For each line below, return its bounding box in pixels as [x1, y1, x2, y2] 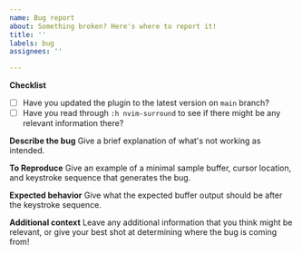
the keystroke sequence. [9, 200, 102, 210]
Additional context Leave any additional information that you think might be [9, 217, 293, 228]
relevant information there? [22, 118, 124, 129]
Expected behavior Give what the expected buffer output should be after [9, 190, 283, 200]
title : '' [9, 30, 47, 39]
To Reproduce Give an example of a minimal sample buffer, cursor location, [9, 162, 292, 173]
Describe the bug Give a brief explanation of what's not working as [9, 135, 261, 146]
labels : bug [9, 38, 54, 48]
